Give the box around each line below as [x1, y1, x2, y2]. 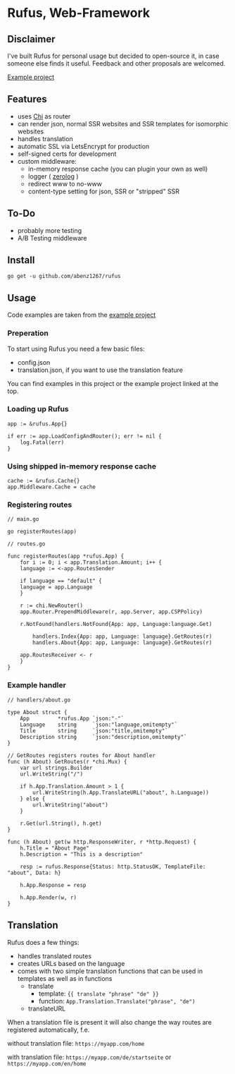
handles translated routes [17, 951, 92, 960]
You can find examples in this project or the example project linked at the [7, 379, 219, 387]
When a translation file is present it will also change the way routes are [7, 1018, 212, 1026]
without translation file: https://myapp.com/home [7, 1039, 145, 1047]
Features [7, 93, 47, 105]
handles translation [17, 134, 73, 143]
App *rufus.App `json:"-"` [20, 715, 125, 722]
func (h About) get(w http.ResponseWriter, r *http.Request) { [7, 838, 197, 845]
